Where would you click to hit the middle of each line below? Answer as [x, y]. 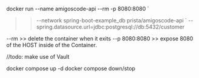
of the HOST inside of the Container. [52, 45]
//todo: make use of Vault [38, 57]
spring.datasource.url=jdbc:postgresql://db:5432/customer [110, 27]
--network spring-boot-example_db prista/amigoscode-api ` [111, 20]
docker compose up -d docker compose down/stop [71, 68]
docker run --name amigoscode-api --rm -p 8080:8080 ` [78, 9]
